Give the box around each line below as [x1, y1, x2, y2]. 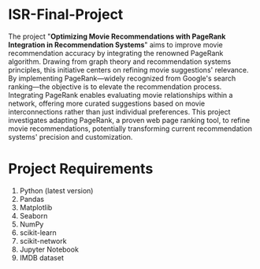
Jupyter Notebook [19, 245, 79, 254]
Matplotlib [19, 203, 53, 212]
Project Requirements [8, 160, 154, 178]
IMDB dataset [19, 252, 65, 262]
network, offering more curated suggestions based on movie [8, 99, 206, 108]
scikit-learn [19, 227, 57, 237]
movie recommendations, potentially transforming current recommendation [8, 124, 252, 133]
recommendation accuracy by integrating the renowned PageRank [8, 48, 224, 58]
